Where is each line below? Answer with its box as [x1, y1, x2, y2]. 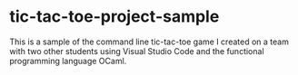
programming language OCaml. [9, 55, 127, 66]
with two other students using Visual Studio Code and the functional [9, 45, 265, 56]
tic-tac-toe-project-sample [9, 6, 220, 27]
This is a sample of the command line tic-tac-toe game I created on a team [9, 36, 289, 47]
